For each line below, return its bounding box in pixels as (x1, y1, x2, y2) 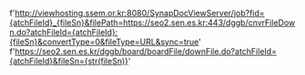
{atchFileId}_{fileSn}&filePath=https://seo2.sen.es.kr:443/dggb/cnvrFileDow (9, 17, 296, 28)
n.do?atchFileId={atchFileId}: (9, 27, 118, 37)
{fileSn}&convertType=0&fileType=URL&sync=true (9, 36, 199, 47)
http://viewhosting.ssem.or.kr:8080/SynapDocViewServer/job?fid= (15, 8, 266, 18)
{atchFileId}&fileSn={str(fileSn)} (9, 56, 129, 66)
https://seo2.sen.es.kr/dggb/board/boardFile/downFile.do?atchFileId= (15, 46, 278, 57)
